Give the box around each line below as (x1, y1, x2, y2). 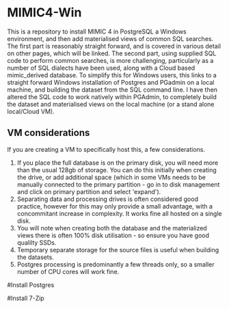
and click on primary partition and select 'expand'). (16, 187, 161, 196)
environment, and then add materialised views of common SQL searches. (7, 34, 214, 42)
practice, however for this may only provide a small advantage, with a (16, 202, 213, 210)
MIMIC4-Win (7, 5, 82, 21)
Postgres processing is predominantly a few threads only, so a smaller (16, 260, 215, 268)
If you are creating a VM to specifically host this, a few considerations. (7, 145, 206, 153)
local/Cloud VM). (7, 107, 55, 116)
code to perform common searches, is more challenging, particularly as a (7, 56, 214, 64)
